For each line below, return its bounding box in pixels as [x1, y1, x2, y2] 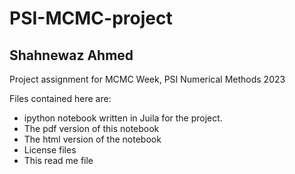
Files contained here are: [9, 93, 112, 104]
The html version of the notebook [23, 133, 162, 145]
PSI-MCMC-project [9, 7, 173, 30]
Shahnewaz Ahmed [9, 47, 134, 64]
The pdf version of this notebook [23, 123, 160, 134]
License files [23, 144, 77, 156]
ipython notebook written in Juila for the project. [23, 112, 223, 124]
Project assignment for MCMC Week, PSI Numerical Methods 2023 [9, 73, 286, 85]
